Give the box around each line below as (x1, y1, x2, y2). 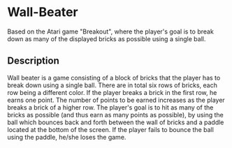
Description (7, 55, 59, 67)
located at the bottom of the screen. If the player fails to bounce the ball (7, 125, 215, 133)
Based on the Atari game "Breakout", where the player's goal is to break (7, 27, 215, 36)
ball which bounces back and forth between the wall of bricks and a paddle (7, 118, 224, 126)
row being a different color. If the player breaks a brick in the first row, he (7, 88, 217, 96)
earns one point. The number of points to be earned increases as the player (7, 96, 225, 104)
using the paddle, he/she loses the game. (7, 133, 126, 141)
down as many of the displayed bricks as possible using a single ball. (7, 34, 206, 43)
